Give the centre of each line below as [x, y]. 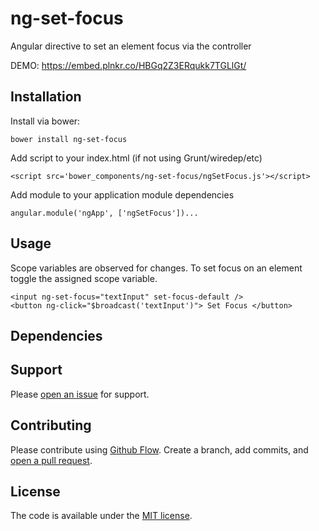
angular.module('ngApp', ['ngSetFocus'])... [104, 213]
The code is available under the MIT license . [101, 516]
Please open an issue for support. [80, 394]
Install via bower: [45, 121]
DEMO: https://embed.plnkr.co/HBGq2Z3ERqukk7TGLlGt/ [128, 65]
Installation [46, 97]
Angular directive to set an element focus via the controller [131, 46]
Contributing [51, 425]
